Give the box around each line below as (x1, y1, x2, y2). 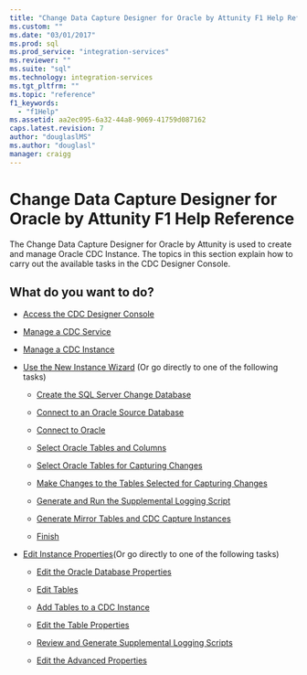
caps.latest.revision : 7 (9, 124, 104, 134)
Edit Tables (36, 584, 79, 595)
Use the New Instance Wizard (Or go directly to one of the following (22, 362, 279, 373)
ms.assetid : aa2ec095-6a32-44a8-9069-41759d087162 (9, 115, 206, 124)
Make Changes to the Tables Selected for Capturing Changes (36, 477, 268, 489)
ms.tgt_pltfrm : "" (9, 81, 79, 91)
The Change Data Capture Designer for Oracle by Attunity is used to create (9, 239, 292, 250)
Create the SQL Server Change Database (36, 390, 192, 401)
